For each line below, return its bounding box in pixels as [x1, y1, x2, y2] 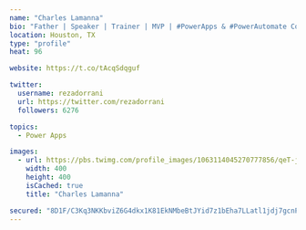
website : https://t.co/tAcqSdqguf [9, 64, 141, 73]
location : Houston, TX [9, 30, 96, 39]
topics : [9, 122, 39, 131]
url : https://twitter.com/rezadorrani [17, 97, 166, 106]
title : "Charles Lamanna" [25, 189, 125, 199]
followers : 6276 [17, 106, 79, 115]
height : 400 [25, 172, 71, 182]
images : [9, 147, 39, 156]
